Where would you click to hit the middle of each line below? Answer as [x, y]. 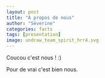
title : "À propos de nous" [40, 18]
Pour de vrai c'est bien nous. [42, 69]
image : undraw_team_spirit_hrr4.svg [52, 40]
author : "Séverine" [31, 23]
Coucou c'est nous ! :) [34, 58]
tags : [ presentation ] [34, 35]
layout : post [23, 12]
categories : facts [29, 29]
